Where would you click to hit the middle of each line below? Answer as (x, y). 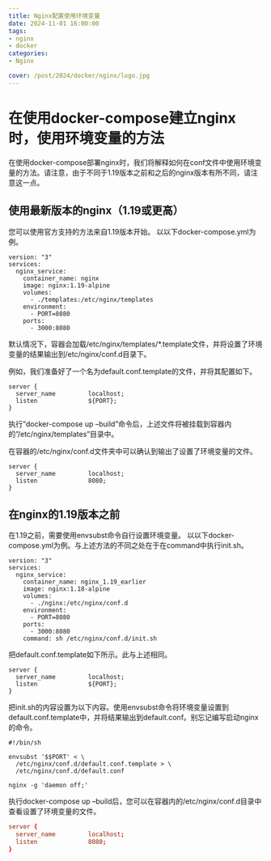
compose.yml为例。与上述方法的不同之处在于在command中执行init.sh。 (128, 545)
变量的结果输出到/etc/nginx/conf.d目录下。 (80, 354)
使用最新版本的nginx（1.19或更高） (96, 211)
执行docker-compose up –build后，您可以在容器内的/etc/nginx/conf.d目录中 (135, 801)
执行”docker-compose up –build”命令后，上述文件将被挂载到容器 (116, 424)
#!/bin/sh (25, 743)
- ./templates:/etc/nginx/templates (91, 299)
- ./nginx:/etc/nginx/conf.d (79, 604)
